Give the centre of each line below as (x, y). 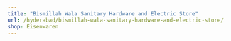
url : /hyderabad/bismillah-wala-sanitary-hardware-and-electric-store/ (116, 20)
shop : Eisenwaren (33, 26)
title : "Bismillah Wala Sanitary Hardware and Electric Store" (103, 14)
